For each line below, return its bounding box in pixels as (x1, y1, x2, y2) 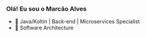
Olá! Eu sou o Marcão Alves (6, 5, 87, 13)
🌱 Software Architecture (14, 24, 74, 31)
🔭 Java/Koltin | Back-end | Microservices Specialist (14, 18, 140, 25)
